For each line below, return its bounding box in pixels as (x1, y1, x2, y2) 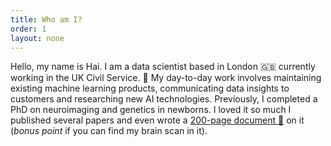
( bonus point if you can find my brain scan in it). (10, 125, 208, 137)
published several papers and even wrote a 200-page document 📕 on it (10, 114, 305, 126)
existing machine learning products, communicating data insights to (10, 82, 290, 95)
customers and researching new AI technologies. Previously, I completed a (10, 93, 318, 105)
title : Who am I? (10, 14, 83, 25)
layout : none (10, 33, 65, 43)
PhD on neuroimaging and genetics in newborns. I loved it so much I (10, 104, 292, 116)
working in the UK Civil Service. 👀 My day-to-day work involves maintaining (10, 72, 322, 84)
